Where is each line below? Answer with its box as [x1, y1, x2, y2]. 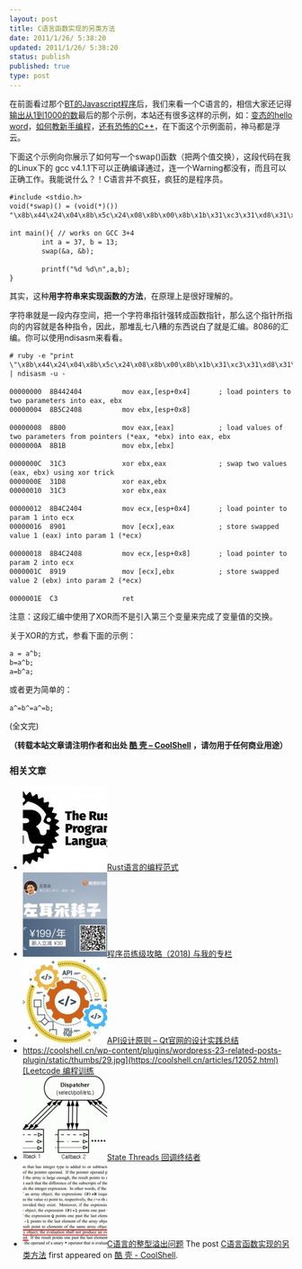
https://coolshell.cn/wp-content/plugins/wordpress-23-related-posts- [22, 1045, 282, 1056]
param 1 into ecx [9, 513, 75, 522]
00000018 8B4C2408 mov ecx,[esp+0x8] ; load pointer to [9, 549, 288, 558]
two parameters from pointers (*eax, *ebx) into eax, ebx [9, 432, 231, 441]
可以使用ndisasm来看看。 [32, 332, 128, 343]
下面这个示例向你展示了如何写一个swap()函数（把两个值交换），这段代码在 [9, 151, 283, 162]
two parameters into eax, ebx [9, 396, 123, 405]
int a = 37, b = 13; [41, 237, 119, 246]
